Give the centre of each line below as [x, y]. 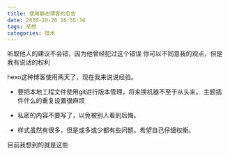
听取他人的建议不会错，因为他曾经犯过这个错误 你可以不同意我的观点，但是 [115, 54]
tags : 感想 [22, 26]
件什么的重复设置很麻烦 [51, 101]
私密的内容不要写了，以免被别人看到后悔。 [78, 115]
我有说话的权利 [29, 63]
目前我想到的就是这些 [38, 145]
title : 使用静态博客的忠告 [42, 14]
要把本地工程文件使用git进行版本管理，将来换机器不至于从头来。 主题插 [120, 92]
